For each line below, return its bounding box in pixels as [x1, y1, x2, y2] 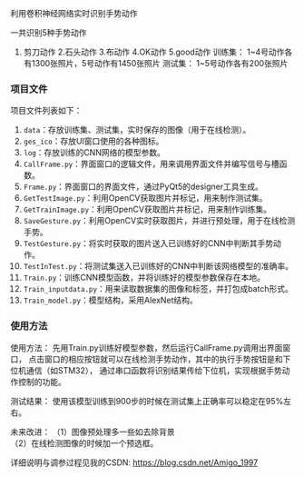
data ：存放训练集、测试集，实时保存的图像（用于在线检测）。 [23, 124, 251, 135]
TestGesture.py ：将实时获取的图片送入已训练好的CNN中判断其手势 [23, 238, 274, 249]
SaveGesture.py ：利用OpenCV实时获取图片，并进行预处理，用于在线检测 [23, 215, 296, 226]
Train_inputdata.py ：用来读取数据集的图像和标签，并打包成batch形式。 [23, 283, 293, 294]
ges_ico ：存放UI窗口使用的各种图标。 [23, 135, 164, 147]
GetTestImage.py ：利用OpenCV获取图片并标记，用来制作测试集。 [23, 193, 268, 204]
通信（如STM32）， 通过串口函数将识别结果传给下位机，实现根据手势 [25, 364, 282, 375]
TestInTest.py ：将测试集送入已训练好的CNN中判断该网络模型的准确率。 [23, 261, 294, 272]
